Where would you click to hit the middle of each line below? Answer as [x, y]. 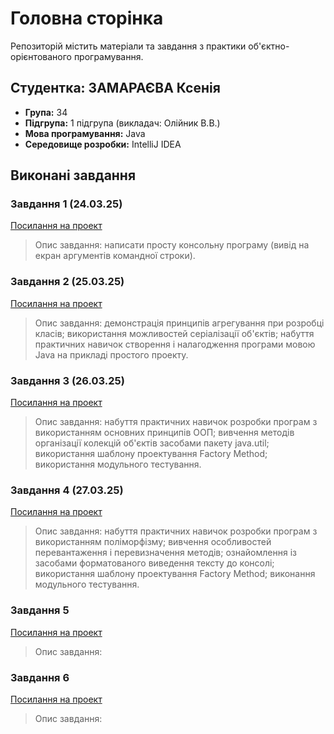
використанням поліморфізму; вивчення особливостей [153, 542]
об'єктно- [269, 46]
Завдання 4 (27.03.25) [67, 490]
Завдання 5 [40, 610]
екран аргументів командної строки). [115, 256]
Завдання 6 [40, 677]
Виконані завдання [73, 175]
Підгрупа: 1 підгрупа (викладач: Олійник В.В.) [122, 123]
